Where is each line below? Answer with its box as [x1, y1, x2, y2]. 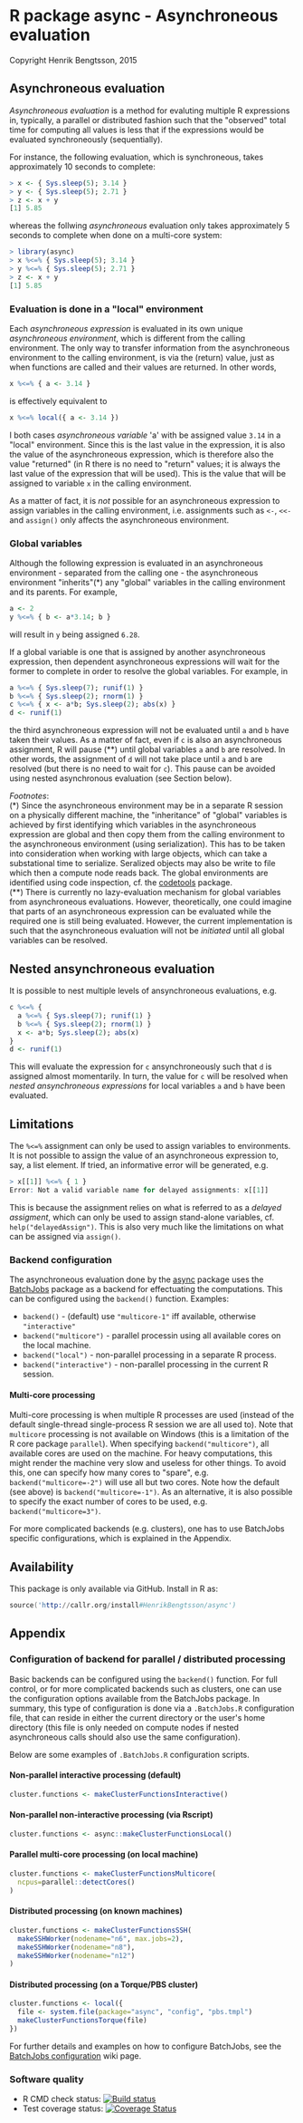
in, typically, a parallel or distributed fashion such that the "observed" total [9, 114, 287, 125]
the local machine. [22, 1340, 92, 1351]
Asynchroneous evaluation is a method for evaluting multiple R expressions [9, 105, 290, 116]
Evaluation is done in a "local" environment [9, 303, 204, 315]
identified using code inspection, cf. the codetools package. [9, 877, 233, 888]
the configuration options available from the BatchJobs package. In [9, 1693, 260, 1703]
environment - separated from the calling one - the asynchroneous [9, 567, 259, 578]
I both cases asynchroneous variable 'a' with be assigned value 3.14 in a [9, 429, 281, 440]
